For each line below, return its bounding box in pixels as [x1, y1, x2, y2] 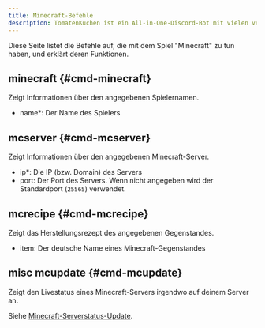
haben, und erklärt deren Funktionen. [8, 49, 129, 58]
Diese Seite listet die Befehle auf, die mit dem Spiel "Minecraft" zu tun [8, 40, 235, 50]
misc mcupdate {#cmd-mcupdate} [8, 266, 183, 280]
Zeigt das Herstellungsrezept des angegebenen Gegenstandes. [8, 228, 215, 237]
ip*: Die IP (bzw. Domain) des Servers [19, 168, 143, 177]
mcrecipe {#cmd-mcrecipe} [8, 207, 149, 221]
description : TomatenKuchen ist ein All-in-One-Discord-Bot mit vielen [8, 19, 248, 27]
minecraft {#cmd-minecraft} [8, 72, 151, 85]
